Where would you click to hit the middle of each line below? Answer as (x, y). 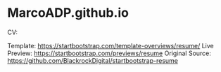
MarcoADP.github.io (68, 13)
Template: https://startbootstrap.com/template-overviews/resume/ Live (111, 45)
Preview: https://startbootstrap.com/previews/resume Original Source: (109, 53)
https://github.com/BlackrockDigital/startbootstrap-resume (93, 60)
